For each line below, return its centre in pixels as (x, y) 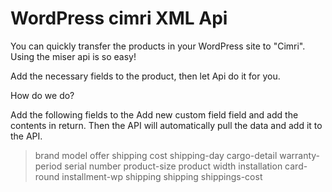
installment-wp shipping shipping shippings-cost (162, 176)
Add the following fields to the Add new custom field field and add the (154, 114)
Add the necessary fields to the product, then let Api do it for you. (145, 76)
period (48, 166)
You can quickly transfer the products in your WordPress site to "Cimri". (158, 46)
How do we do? (42, 95)
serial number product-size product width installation (173, 166)
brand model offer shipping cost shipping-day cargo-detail (156, 155)
